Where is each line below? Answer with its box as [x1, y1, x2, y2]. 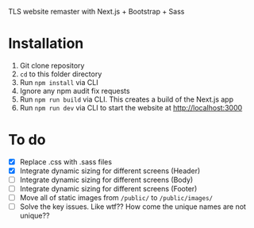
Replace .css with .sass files [19, 157, 113, 166]
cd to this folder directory [19, 69, 102, 79]
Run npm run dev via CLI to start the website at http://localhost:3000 [19, 102, 243, 112]
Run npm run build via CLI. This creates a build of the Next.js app [19, 95, 234, 104]
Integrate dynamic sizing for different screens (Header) [19, 166, 201, 176]
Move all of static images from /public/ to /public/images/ [19, 193, 213, 203]
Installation [8, 35, 84, 52]
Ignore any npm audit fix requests [19, 86, 130, 95]
